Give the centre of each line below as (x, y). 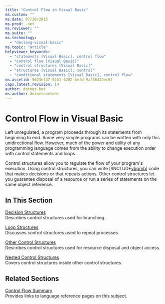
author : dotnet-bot (25, 89)
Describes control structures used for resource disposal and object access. (83, 248)
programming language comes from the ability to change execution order (81, 148)
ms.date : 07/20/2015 (27, 19)
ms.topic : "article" (27, 47)
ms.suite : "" (19, 33)
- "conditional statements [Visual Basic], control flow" (71, 75)
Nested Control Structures (32, 257)
